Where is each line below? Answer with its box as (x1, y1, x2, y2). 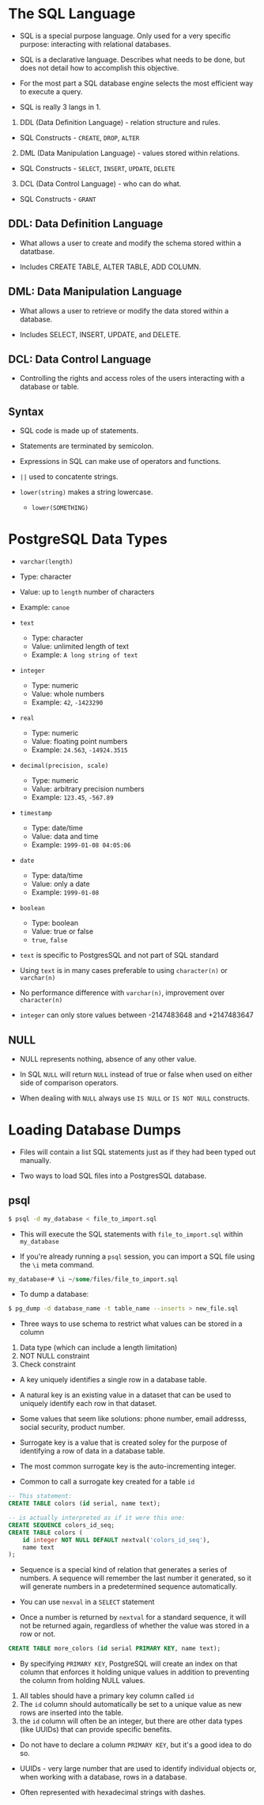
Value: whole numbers (31, 690, 105, 699)
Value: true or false (31, 927, 93, 937)
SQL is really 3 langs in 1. (19, 102, 101, 112)
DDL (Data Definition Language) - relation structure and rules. (19, 117, 221, 127)
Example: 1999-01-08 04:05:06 (31, 840, 131, 849)
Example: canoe (19, 602, 70, 612)
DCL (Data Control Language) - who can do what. (19, 179, 182, 188)
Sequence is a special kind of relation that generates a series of (19, 1565, 228, 1575)
